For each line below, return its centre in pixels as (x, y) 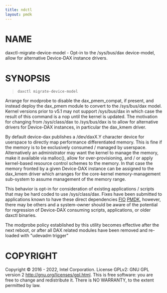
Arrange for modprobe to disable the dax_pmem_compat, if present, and (80, 101)
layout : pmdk (19, 14)
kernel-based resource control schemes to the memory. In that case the (79, 163)
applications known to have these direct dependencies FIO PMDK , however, (83, 199)
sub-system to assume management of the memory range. (66, 179)
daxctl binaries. (21, 215)
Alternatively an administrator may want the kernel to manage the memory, (82, 153)
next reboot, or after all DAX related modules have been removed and (77, 230)
